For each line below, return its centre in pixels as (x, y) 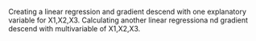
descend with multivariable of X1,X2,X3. (74, 29)
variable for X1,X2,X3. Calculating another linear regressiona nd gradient (128, 20)
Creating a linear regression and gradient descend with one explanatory (128, 12)
